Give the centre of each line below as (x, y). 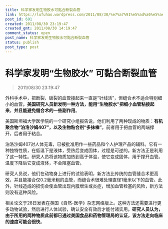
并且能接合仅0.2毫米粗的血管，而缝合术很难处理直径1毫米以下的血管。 (86, 179)
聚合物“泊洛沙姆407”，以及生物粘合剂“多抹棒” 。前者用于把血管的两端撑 (80, 127)
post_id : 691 (19, 19)
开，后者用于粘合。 (25, 133)
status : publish (22, 42)
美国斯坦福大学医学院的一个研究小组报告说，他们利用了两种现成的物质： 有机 (84, 121)
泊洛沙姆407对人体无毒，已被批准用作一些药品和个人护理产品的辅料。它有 (81, 144)
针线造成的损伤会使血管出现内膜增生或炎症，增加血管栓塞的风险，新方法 (88, 186)
